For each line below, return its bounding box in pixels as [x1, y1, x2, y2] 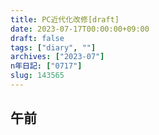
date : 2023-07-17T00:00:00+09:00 [10, 24, 150, 34]
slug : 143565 [10, 71, 65, 81]
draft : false [10, 33, 65, 43]
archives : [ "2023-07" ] [10, 52, 105, 62]
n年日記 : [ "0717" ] [10, 61, 83, 71]
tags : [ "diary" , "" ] [10, 42, 97, 53]
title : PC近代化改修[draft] [10, 14, 120, 25]
